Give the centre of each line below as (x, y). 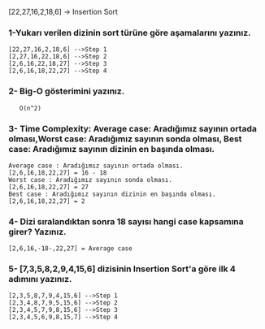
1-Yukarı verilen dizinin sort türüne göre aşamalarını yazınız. (130, 32)
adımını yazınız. (40, 279)
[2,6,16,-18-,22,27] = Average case (70, 249)
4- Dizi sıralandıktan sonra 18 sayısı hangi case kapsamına (126, 221)
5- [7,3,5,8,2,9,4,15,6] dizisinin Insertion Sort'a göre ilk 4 (122, 269)
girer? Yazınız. (37, 232)
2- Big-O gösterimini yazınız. (67, 91)
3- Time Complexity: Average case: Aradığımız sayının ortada (133, 128)
